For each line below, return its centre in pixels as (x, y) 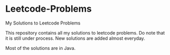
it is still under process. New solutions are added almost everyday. (75, 38)
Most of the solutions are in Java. (40, 48)
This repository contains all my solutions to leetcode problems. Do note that (85, 33)
